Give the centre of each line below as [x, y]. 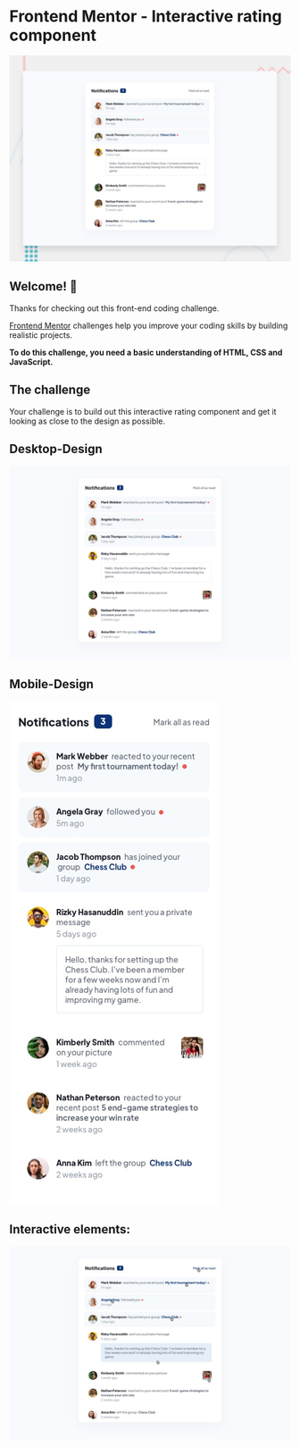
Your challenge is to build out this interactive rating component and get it [143, 411]
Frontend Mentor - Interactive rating [146, 17]
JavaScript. [31, 362]
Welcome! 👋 [43, 286]
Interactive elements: [70, 1229]
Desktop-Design [56, 449]
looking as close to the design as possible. [87, 421]
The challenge [50, 390]
